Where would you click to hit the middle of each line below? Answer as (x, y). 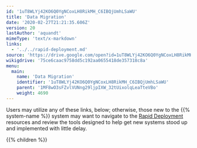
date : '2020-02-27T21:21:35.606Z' (48, 22)
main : (18, 71)
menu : (13, 66)
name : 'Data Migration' (46, 77)
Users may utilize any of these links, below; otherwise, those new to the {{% (98, 109)
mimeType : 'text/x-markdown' (42, 39)
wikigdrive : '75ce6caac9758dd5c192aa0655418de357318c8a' (77, 60)
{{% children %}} (27, 140)
